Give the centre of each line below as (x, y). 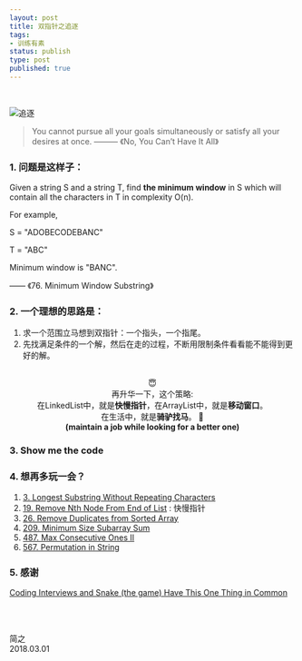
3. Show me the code (57, 450)
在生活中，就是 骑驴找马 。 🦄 (152, 417)
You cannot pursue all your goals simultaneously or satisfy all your (156, 131)
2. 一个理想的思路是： (57, 311)
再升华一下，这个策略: (152, 394)
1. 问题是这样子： (47, 167)
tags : (19, 35)
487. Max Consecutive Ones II (78, 538)
